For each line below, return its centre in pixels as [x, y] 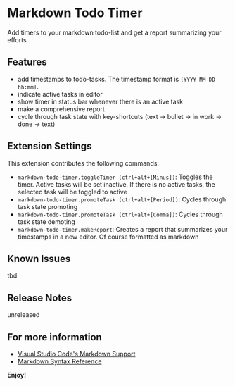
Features [27, 62]
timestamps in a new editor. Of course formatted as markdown [108, 237]
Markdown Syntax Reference [59, 361]
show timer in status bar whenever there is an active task [100, 101]
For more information [55, 337]
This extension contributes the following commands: [83, 163]
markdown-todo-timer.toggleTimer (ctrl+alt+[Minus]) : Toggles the [115, 177]
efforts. [18, 39]
